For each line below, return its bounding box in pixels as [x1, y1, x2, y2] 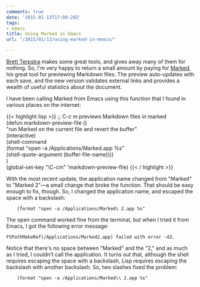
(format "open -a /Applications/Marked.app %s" [6, 144, 125, 152]
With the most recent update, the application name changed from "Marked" [6, 175, 192, 182]
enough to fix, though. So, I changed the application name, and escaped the [6, 188, 193, 195]
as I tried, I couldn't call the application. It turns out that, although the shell [6, 251, 189, 258]
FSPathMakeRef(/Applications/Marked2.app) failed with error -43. [6, 234, 175, 240]
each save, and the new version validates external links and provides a [6, 77, 180, 84]
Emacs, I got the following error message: [6, 223, 109, 230]
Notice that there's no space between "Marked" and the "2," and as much [6, 245, 188, 251]
